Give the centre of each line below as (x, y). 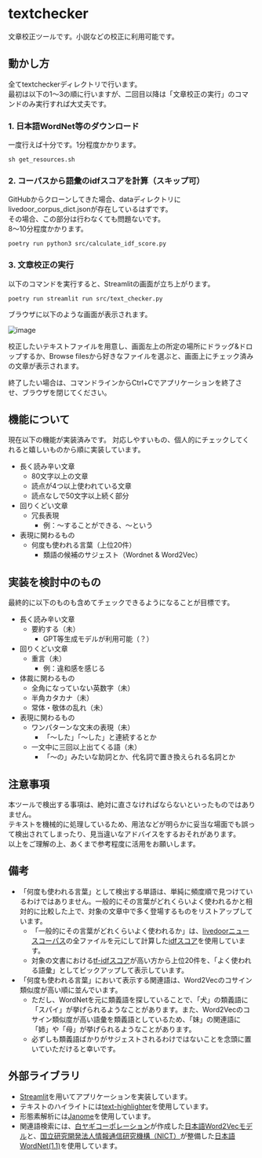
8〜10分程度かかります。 (48, 229)
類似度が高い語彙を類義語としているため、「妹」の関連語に (147, 1019)
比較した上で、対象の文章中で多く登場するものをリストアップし (143, 911)
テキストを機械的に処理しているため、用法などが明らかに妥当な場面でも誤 (128, 824)
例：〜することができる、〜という (98, 526)
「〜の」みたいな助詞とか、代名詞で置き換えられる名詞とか (139, 757)
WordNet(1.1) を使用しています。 (70, 1145)
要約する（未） (55, 629)
